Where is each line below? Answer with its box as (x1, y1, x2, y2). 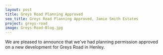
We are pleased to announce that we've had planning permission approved (5, 39, 159, 45)
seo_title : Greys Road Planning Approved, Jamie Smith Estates (5, 16, 139, 21)
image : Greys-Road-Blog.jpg (5, 26, 63, 30)
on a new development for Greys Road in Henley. (5, 44, 105, 50)
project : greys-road (5, 21, 48, 26)
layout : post (5, 7, 32, 12)
